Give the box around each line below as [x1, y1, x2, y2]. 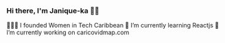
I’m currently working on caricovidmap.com [6, 28, 130, 36]
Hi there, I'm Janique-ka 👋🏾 [6, 6, 100, 15]
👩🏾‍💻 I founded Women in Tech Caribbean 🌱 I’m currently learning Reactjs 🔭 [6, 21, 220, 30]
